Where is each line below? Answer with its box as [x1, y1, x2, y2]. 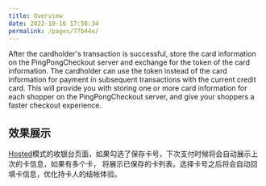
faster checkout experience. [8, 100, 102, 110]
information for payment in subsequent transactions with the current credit [8, 74, 256, 85]
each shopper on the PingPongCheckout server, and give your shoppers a [8, 92, 255, 102]
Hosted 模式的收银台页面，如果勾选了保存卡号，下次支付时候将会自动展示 [8, 149, 251, 159]
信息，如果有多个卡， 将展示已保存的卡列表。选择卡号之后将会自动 [29, 159, 251, 169]
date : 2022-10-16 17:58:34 [8, 19, 99, 27]
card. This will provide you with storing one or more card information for [8, 83, 247, 93]
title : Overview [8, 11, 63, 20]
